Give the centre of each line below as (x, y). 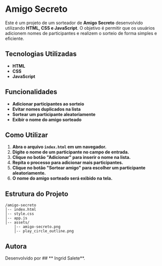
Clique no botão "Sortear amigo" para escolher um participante (79, 168)
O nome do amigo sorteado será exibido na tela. (62, 178)
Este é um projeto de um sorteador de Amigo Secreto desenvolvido (74, 23)
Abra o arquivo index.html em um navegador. (59, 147)
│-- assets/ (17, 223)
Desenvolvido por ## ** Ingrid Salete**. (45, 258)
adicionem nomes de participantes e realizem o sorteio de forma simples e (81, 33)
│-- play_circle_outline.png (44, 231)
